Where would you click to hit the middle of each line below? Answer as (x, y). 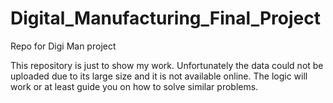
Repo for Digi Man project (63, 46)
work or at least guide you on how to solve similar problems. (134, 86)
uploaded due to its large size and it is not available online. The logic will (159, 76)
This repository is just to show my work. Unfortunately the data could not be (167, 65)
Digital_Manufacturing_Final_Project (165, 18)
